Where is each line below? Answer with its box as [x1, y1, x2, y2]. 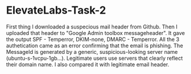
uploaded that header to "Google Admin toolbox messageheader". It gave [6, 29, 185, 36]
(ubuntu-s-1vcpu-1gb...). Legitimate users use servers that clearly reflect [6, 54, 183, 62]
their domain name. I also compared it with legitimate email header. [6, 60, 170, 68]
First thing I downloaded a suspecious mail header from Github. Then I [6, 23, 178, 30]
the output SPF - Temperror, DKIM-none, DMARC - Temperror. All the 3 [6, 36, 180, 43]
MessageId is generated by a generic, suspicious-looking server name [6, 48, 178, 55]
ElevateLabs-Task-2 [6, 4, 106, 17]
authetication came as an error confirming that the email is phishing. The [6, 42, 183, 49]
